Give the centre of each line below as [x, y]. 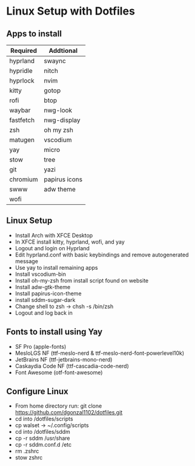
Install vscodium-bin [41, 274]
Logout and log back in [44, 313]
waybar [20, 110]
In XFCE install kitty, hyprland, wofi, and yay [70, 242]
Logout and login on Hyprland [52, 248]
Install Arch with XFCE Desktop [54, 235]
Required [24, 51]
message [26, 261]
